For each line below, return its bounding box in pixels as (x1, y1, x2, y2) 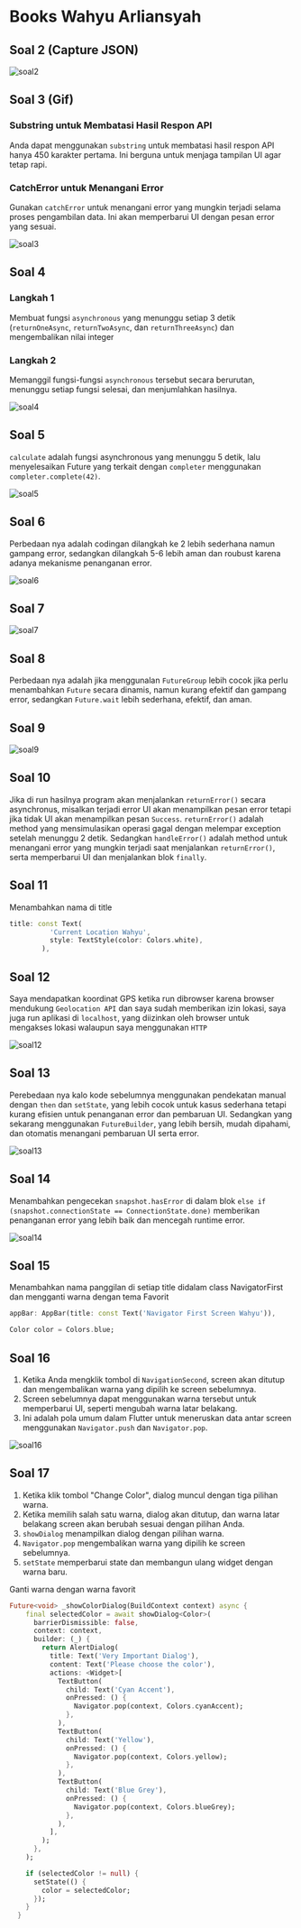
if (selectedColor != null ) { (25, 1868, 140, 1878)
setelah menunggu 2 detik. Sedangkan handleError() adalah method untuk (9, 832, 288, 843)
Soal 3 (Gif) (9, 92, 74, 107)
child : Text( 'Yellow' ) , (66, 1735, 155, 1744)
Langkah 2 (9, 353, 57, 366)
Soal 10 (9, 770, 51, 785)
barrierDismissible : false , (32, 1618, 140, 1627)
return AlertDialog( (41, 1643, 119, 1652)
